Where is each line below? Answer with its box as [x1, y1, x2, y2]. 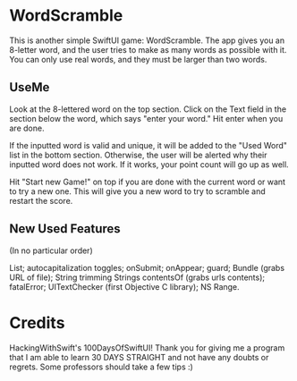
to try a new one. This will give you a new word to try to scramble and [9, 185, 266, 197]
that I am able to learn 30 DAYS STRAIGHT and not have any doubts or [9, 351, 269, 362]
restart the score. [9, 195, 73, 206]
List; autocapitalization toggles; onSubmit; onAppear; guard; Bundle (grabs [9, 262, 284, 273]
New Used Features [9, 221, 121, 237]
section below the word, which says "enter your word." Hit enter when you [9, 113, 284, 123]
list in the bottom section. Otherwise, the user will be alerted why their [9, 149, 267, 160]
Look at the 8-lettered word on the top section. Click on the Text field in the [9, 104, 287, 114]
